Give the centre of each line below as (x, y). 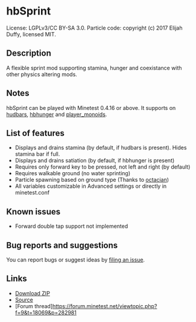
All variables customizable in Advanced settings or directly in (91, 186)
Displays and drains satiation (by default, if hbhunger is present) (95, 161)
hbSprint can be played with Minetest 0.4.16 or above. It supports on (91, 108)
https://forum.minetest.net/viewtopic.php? (105, 306)
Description (29, 53)
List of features (36, 133)
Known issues (33, 212)
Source (24, 300)
